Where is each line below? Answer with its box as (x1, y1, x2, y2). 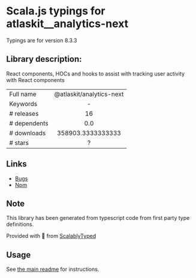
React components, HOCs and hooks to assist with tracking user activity (6, 70, 185, 77)
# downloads (9, 129, 46, 137)
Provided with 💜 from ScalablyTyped (6, 232, 97, 240)
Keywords (9, 99, 38, 108)
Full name (9, 90, 37, 98)
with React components (6, 76, 65, 83)
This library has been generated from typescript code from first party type (6, 214, 190, 222)
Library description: (6, 54, 82, 64)
